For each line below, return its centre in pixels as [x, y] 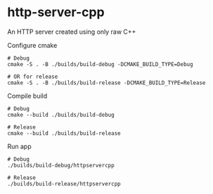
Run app [19, 146]
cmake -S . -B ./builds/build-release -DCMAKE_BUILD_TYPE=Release [106, 83]
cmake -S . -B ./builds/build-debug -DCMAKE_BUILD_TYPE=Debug [100, 64]
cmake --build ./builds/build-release [64, 133]
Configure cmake [32, 45]
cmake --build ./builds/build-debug [61, 115]
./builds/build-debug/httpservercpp [61, 165]
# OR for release [33, 77]
